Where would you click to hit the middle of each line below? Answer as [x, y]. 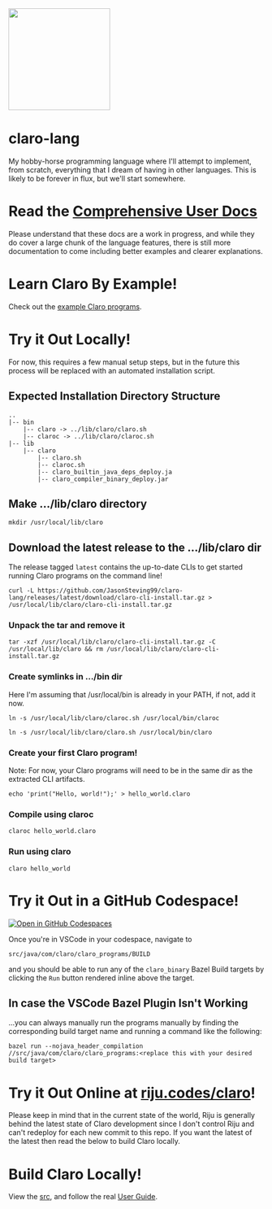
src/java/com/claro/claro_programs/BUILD [80, 954]
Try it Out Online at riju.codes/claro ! [132, 1093]
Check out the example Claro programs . [75, 306]
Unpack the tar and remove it [67, 626]
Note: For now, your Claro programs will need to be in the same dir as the [131, 770]
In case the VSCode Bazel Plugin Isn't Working [128, 1003]
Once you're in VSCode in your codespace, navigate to [100, 939]
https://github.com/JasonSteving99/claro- [110, 591]
